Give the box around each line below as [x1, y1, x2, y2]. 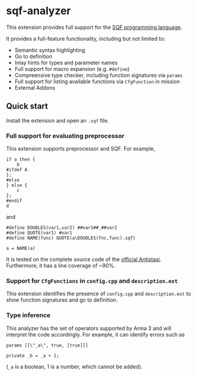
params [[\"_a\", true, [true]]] [6, 342, 88, 348]
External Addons [14, 84, 55, 91]
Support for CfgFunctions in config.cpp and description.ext [6, 276, 178, 285]
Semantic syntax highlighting [14, 46, 86, 54]
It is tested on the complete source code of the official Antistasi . [6, 256, 162, 263]
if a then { [6, 156, 35, 163]
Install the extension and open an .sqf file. [6, 117, 109, 124]
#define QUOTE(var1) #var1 [6, 230, 73, 236]
